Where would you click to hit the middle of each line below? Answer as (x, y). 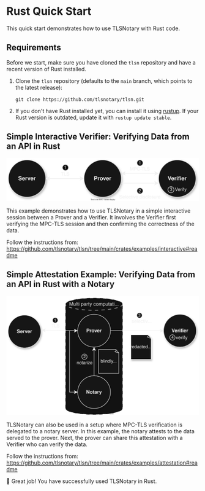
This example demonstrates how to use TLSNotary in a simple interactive (99, 211)
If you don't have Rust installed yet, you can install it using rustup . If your (107, 111)
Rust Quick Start (49, 11)
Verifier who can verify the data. (47, 444)
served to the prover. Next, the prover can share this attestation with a (95, 438)
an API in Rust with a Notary (61, 284)
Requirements (34, 48)
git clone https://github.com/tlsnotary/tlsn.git (80, 100)
